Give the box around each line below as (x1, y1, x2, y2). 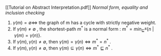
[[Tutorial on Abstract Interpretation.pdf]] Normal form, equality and (5, 5, 148, 10)
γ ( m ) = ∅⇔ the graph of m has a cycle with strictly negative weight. (12, 20, 156, 25)
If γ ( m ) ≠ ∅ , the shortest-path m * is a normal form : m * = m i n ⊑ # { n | (12, 25, 154, 33)
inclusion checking (5, 10, 45, 16)
